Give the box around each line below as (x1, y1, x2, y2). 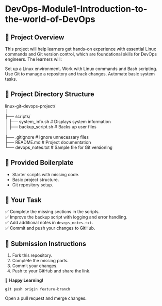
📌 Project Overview (5, 33, 65, 41)
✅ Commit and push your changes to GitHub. (5, 225, 96, 231)
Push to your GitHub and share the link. (12, 268, 91, 274)
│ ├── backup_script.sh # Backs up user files (5, 124, 97, 129)
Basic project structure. (12, 177, 59, 182)
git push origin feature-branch (5, 287, 70, 292)
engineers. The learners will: (5, 56, 62, 62)
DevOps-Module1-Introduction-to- (5, 3, 147, 15)
